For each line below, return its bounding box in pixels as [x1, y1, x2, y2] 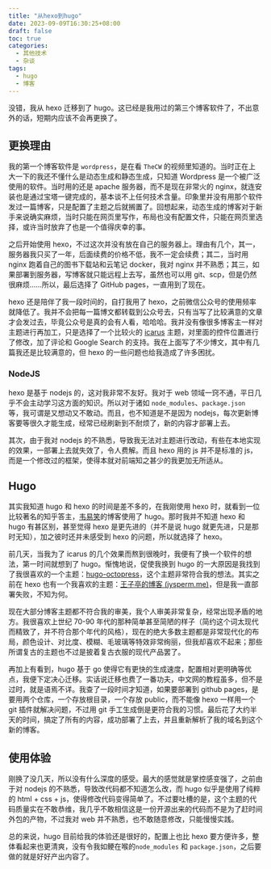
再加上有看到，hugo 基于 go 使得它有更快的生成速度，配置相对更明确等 [8, 664, 245, 674]
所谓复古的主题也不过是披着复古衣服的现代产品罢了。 [8, 648, 186, 657]
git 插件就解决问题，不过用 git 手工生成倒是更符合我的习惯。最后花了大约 [8, 705, 250, 715]
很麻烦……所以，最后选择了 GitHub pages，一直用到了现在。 [8, 280, 210, 289]
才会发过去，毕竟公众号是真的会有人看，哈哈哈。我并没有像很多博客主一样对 [8, 317, 263, 327]
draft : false [8, 27, 52, 35]
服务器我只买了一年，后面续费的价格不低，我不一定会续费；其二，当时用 [8, 250, 248, 259]
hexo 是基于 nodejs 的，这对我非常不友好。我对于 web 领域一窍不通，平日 [8, 387, 255, 397]
